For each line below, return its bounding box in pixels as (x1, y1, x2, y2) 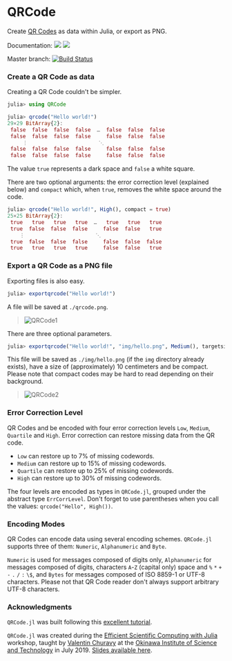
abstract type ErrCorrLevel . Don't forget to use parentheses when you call (7, 494, 219, 503)
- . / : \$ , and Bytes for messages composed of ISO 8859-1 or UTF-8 (7, 570, 206, 578)
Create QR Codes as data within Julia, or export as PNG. (7, 27, 167, 35)
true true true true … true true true (10, 218, 162, 225)
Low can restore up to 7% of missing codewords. (17, 451, 155, 460)
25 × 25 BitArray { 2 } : (7, 212, 64, 220)
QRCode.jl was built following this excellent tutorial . (7, 618, 153, 626)
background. (7, 378, 43, 386)
